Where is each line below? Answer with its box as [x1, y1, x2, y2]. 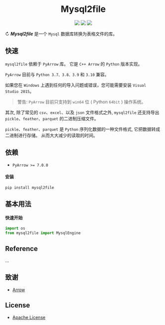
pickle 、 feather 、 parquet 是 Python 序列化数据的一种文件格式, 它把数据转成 [5, 126, 160, 132]
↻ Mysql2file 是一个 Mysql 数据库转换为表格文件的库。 [5, 31, 117, 37]
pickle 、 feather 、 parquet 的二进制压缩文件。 [5, 115, 99, 121]
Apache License [12, 314, 46, 320]
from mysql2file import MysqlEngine [5, 231, 81, 236]
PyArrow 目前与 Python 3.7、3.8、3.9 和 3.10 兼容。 [5, 71, 109, 78]
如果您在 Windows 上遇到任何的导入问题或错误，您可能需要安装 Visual [5, 82, 146, 88]
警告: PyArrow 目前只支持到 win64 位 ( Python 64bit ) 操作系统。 [17, 98, 146, 105]
